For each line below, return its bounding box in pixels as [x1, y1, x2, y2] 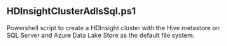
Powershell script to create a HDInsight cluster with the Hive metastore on [6, 23, 220, 32]
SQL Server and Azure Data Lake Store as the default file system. [6, 31, 195, 39]
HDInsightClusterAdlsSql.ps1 [6, 5, 136, 17]
